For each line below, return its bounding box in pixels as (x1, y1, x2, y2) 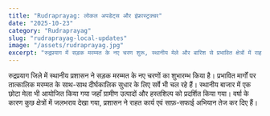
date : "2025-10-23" (8, 19, 74, 27)
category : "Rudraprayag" (8, 26, 92, 34)
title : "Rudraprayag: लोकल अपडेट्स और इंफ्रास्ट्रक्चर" (8, 11, 163, 20)
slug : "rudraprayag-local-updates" (8, 34, 128, 42)
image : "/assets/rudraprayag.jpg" (8, 42, 125, 50)
